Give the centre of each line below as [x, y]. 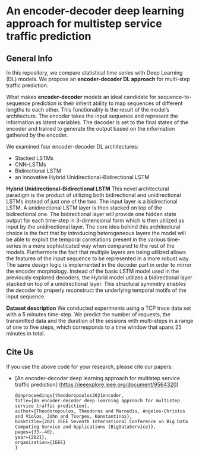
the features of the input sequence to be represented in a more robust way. [98, 258]
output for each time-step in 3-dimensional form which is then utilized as [95, 220]
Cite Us [20, 352]
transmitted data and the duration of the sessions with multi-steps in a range [100, 321]
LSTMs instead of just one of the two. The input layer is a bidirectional [92, 201]
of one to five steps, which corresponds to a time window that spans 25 [94, 327]
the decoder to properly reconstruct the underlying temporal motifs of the [97, 290]
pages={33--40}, [35, 432]
